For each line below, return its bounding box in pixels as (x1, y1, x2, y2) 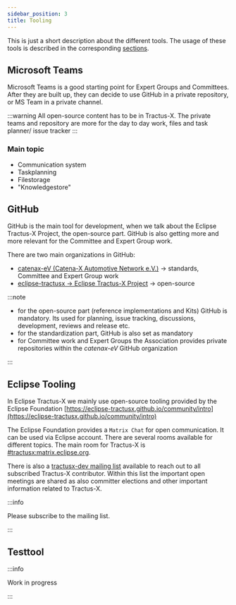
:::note (7, 293, 26, 301)
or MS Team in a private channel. (7, 98, 104, 107)
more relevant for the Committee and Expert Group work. (7, 237, 173, 246)
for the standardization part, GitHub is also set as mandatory (17, 329, 194, 337)
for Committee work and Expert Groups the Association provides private (17, 337, 228, 345)
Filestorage (17, 175, 51, 184)
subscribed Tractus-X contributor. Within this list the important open (7, 469, 206, 478)
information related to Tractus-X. (7, 484, 102, 493)
